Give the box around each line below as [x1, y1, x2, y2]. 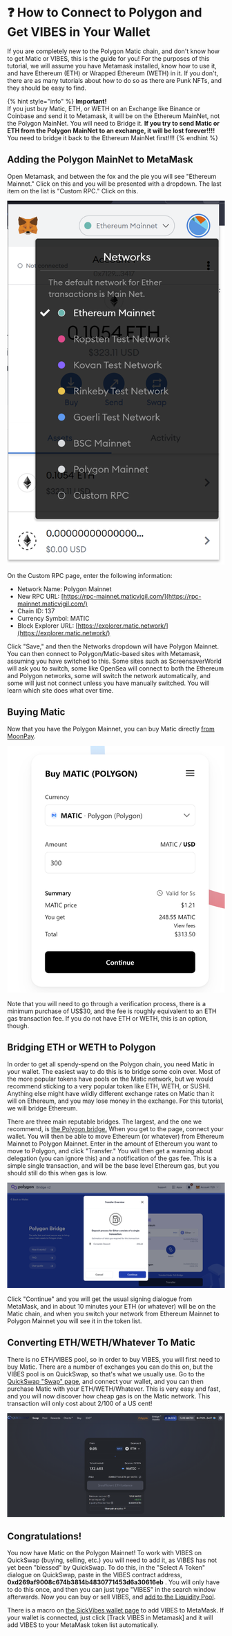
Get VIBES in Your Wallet [7, 24, 151, 40]
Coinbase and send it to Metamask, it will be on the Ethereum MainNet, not [7, 111, 220, 120]
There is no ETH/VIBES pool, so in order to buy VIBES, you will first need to [7, 1355, 221, 1363]
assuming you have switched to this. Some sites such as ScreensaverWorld [7, 657, 222, 666]
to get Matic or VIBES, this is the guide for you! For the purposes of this [7, 54, 210, 62]
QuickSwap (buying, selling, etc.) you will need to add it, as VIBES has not [7, 1556, 217, 1564]
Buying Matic [7, 706, 66, 718]
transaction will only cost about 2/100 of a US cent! [7, 1399, 153, 1407]
